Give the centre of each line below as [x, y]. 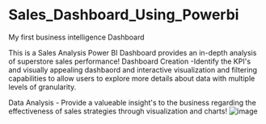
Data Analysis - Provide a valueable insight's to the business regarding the [132, 102]
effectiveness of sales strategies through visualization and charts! [118, 111]
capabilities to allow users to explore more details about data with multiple [132, 78]
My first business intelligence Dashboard [76, 37]
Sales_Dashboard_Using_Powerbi [124, 15]
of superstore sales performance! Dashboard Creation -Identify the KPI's [130, 61]
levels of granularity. [42, 87]
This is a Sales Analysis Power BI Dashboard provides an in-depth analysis [133, 52]
